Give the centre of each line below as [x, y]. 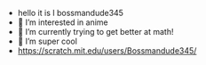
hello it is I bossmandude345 [71, 13]
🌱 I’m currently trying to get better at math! [96, 32]
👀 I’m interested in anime [63, 22]
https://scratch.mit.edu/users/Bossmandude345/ [107, 51]
